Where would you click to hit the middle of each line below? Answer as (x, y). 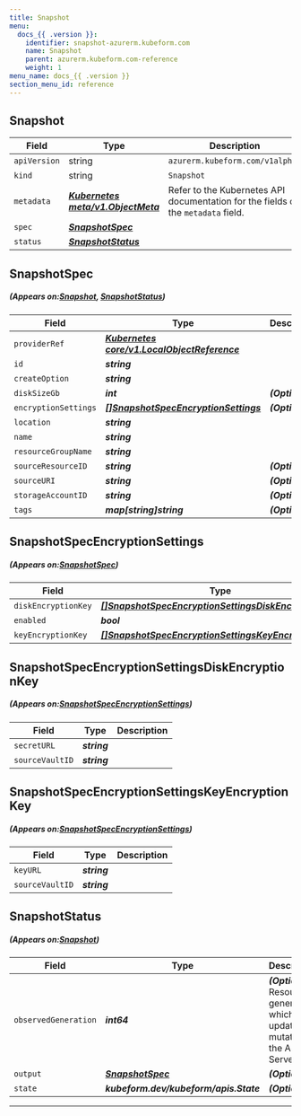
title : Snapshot (39, 18)
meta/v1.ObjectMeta (114, 207)
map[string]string (144, 510)
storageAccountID (51, 495)
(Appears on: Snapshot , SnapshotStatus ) (87, 296)
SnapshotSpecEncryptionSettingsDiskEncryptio (147, 667)
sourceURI (34, 480)
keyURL (28, 870)
